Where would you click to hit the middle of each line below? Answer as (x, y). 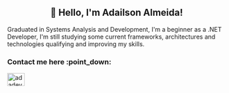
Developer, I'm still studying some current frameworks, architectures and (111, 37)
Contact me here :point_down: (59, 61)
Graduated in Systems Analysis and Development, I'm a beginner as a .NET (114, 29)
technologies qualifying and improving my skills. (76, 44)
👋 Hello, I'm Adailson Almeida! (117, 13)
